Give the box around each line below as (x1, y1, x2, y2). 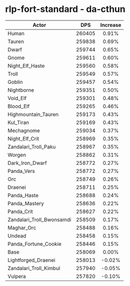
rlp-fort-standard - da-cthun (5, 3, 126, 15)
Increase (100, 21, 122, 28)
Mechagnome (7, 127, 40, 134)
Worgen (7, 151, 26, 158)
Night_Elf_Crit (7, 135, 40, 142)
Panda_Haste (7, 192, 39, 199)
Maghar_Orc (7, 224, 36, 231)
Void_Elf (7, 95, 27, 102)
